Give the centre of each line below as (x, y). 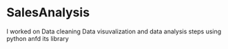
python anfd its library (38, 38)
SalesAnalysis (48, 13)
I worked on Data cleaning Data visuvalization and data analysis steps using (114, 31)
